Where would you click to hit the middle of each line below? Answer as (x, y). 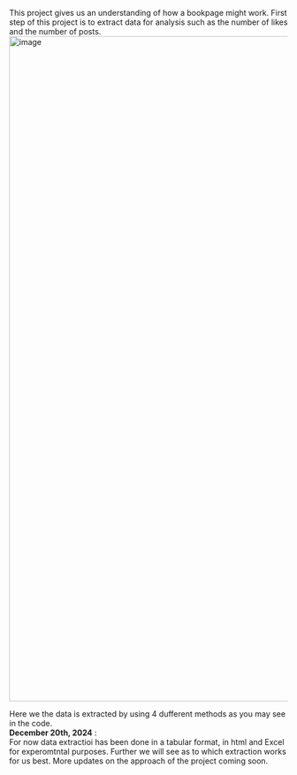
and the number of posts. (55, 31)
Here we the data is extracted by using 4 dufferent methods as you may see (147, 714)
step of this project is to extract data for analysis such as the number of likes (148, 22)
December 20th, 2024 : (53, 733)
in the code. (31, 723)
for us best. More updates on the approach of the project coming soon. (139, 761)
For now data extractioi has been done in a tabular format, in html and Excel (147, 742)
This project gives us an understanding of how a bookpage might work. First (148, 13)
